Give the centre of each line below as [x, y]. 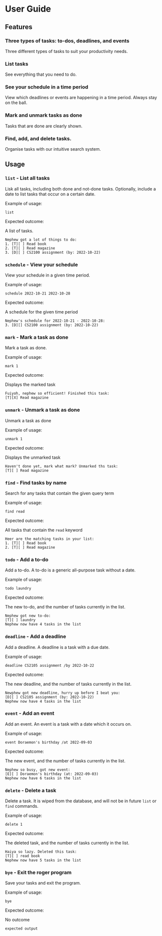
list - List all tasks [27, 178]
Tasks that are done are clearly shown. [44, 126]
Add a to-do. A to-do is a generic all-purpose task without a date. [70, 570]
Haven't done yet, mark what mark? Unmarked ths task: [62, 466]
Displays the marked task [30, 384]
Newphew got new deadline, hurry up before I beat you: [63, 693]
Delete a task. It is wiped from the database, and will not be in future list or [81, 801]
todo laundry [18, 589]
